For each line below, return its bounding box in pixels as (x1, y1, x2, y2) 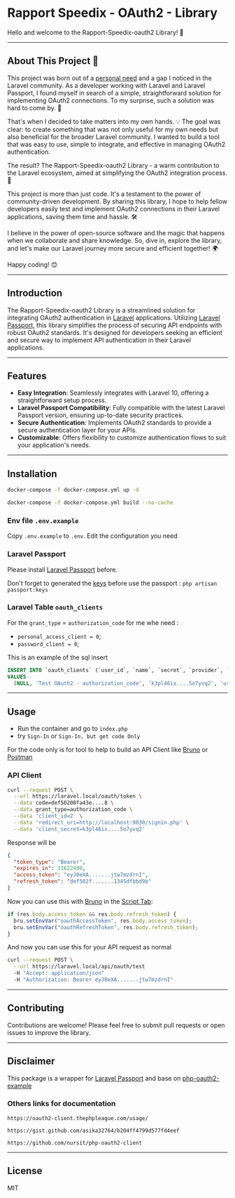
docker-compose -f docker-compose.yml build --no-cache (7, 499, 173, 506)
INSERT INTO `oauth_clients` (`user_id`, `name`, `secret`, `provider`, (7, 666, 224, 673)
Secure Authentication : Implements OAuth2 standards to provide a (17, 419, 212, 427)
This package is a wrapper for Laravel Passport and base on (7, 1074, 181, 1082)
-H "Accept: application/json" (13, 970, 105, 977)
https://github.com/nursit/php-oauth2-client (7, 1139, 142, 1146)
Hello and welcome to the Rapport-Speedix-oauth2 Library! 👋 (7, 28, 184, 37)
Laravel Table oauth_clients (7, 603, 104, 612)
